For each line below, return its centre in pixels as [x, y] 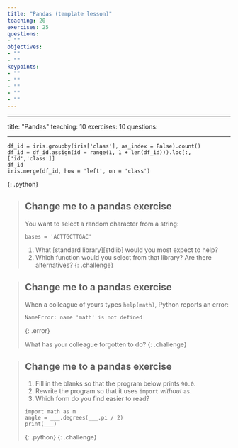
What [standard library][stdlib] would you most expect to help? [126, 250]
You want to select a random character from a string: [102, 224]
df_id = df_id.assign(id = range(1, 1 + [68, 153]
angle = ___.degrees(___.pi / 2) [74, 418]
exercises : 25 [28, 27]
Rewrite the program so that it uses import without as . [114, 391]
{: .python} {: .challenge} [61, 437]
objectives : [25, 47]
